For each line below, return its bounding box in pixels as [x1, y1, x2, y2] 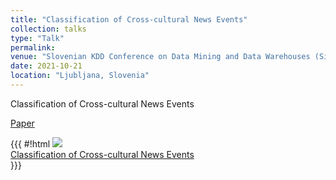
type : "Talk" [10, 33, 65, 43]
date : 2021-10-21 [10, 61, 83, 71]
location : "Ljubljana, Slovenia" [10, 71, 150, 81]
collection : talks [10, 24, 87, 34]
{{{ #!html [10, 137, 51, 150]
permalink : [10, 42, 56, 53]
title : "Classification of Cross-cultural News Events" [10, 14, 248, 25]
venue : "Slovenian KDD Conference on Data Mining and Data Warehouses [10, 52, 311, 62]
